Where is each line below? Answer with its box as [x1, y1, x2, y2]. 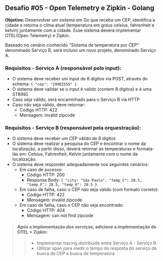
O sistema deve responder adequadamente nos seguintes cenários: [12, 162, 149, 167]
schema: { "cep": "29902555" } [12, 81, 77, 87]
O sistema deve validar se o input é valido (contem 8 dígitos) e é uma [12, 86, 152, 92]
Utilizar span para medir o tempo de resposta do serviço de [36, 245, 157, 251]
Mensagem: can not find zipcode [26, 213, 94, 218]
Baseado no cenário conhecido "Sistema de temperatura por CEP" [5, 42, 140, 48]
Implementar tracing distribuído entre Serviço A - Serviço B [36, 240, 157, 246]
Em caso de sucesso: [19, 166, 63, 173]
